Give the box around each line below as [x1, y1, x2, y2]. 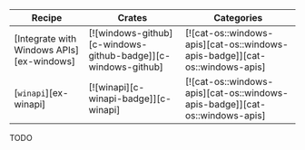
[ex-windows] [14, 55, 75, 67]
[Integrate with [14, 33, 77, 44]
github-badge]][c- [88, 50, 171, 61]
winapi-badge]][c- [88, 92, 172, 105]
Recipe [31, 12, 63, 23]
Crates [117, 12, 148, 23]
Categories [213, 12, 263, 23]
